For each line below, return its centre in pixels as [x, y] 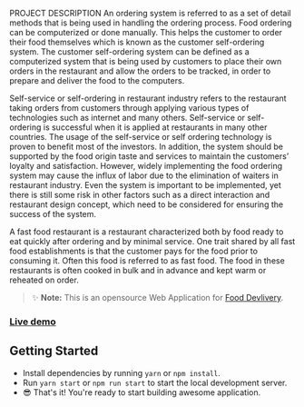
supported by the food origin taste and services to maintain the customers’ [149, 156]
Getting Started [54, 351]
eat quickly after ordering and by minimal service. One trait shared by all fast [152, 241]
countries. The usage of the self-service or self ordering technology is [141, 137]
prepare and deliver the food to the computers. [97, 80]
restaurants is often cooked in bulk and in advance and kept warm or [138, 270]
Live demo [33, 322]
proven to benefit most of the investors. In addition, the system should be [147, 146]
